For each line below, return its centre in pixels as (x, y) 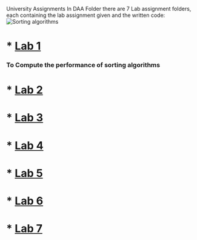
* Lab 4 (25, 145)
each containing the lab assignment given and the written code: (86, 15)
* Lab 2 (25, 90)
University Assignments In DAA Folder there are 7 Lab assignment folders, (99, 9)
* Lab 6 (25, 201)
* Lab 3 (25, 118)
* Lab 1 (24, 46)
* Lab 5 (25, 173)
